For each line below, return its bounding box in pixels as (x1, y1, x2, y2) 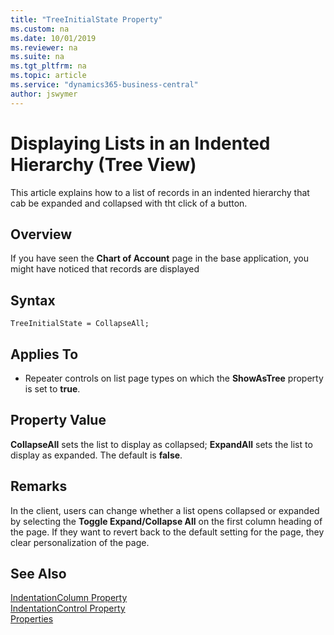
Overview (10, 226, 73, 243)
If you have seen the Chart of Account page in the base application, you (10, 252, 309, 265)
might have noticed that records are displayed (10, 263, 200, 275)
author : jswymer (10, 89, 78, 99)
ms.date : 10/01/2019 (10, 33, 97, 43)
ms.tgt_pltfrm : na (10, 61, 87, 71)
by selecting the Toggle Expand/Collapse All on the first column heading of (10, 515, 323, 527)
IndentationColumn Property (10, 592, 128, 604)
